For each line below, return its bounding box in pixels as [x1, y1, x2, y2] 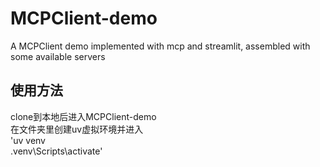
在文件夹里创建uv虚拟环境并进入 [10, 123, 144, 135]
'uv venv [10, 134, 46, 146]
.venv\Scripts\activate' [10, 145, 103, 157]
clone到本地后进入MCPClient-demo [10, 110, 157, 122]
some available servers [10, 50, 106, 62]
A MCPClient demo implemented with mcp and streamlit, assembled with [10, 40, 311, 52]
